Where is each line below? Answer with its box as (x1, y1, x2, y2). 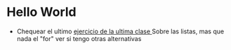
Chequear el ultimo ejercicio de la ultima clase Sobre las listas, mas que (16, 27, 225, 35)
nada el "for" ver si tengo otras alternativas (16, 34, 142, 42)
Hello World (6, 4, 77, 20)
